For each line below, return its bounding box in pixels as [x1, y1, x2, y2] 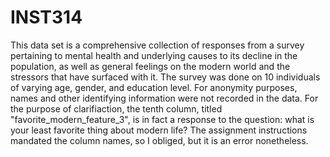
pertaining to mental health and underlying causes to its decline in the [10, 49, 298, 61]
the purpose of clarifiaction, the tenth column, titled [10, 102, 223, 115]
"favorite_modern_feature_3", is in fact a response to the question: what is [10, 113, 315, 125]
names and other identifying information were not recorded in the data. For [10, 92, 319, 104]
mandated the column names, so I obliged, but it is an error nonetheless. [10, 134, 309, 146]
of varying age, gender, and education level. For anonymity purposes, [10, 81, 298, 93]
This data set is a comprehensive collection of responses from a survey [10, 39, 305, 51]
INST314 [10, 6, 83, 29]
